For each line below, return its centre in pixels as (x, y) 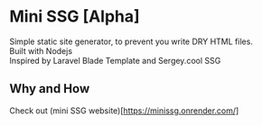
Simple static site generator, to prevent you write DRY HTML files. (131, 41)
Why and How (50, 89)
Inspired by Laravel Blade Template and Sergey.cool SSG (115, 60)
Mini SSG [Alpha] (75, 17)
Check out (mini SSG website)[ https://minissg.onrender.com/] (124, 111)
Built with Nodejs (41, 50)
